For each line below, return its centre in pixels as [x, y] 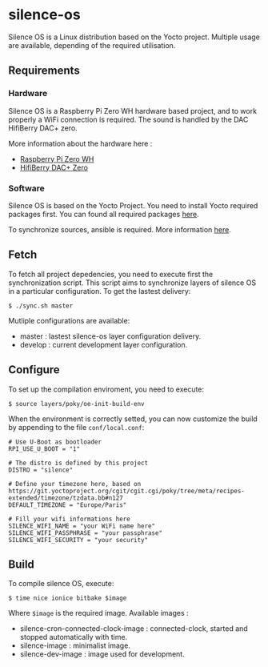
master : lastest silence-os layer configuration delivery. [110, 336]
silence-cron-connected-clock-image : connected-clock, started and [134, 629]
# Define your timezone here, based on [75, 484]
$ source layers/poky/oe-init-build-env [77, 404]
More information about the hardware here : [80, 143]
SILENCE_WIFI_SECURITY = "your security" [78, 540]
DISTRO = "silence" [41, 470]
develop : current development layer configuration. [104, 344]
